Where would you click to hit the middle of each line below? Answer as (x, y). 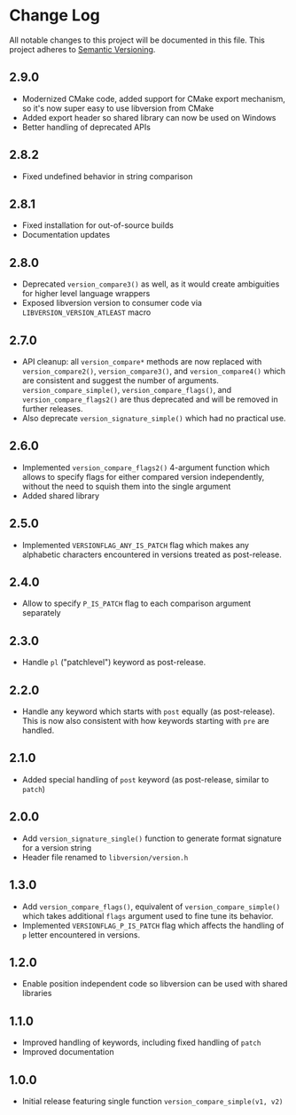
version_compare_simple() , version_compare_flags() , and (127, 390)
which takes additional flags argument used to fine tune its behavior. (148, 915)
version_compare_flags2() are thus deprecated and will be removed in (150, 399)
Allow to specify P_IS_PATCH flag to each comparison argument (136, 603)
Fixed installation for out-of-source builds (98, 225)
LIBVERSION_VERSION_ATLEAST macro (86, 312)
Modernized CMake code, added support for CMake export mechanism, (154, 98)
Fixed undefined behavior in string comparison (107, 176)
